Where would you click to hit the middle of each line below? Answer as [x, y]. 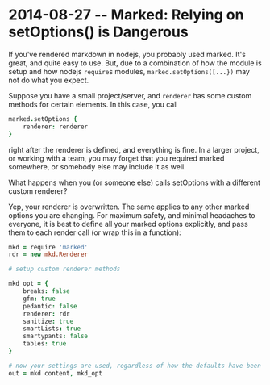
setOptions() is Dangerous [98, 32]
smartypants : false [56, 337]
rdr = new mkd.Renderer [48, 255]
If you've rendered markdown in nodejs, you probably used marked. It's [127, 54]
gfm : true [39, 299]
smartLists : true [52, 329]
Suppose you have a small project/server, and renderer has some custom [130, 95]
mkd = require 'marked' [48, 247]
